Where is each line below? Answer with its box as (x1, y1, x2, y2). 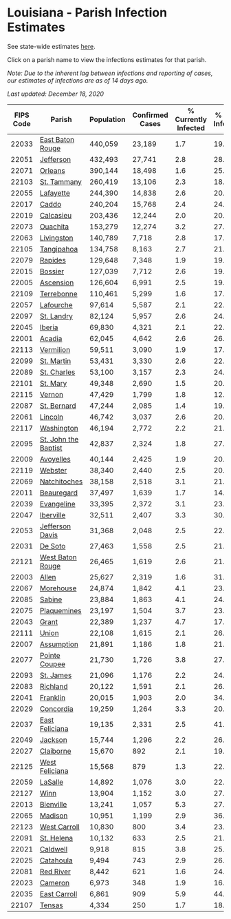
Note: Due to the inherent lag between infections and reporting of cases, (7, 69, 213, 77)
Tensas (39, 900, 63, 910)
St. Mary (39, 378, 67, 388)
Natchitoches (39, 477, 83, 486)
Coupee (39, 659, 66, 669)
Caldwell (39, 844, 68, 854)
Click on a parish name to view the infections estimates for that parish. (7, 55, 207, 63)
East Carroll (39, 889, 78, 898)
